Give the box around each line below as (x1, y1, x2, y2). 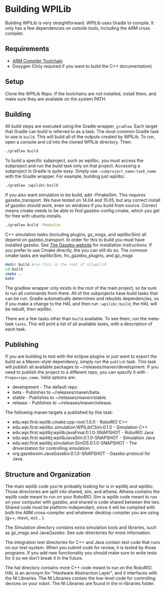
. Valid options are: (38, 375, 76, 381)
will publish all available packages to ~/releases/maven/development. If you (5, 364, 159, 370)
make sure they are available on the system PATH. (5, 96, 107, 102)
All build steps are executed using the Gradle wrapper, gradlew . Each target (5, 123, 158, 129)
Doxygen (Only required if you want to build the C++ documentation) (12, 63, 152, 69)
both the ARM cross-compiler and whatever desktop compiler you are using (5, 510, 159, 516)
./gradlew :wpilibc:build (5, 183, 58, 188)
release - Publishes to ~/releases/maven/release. (12, 400, 112, 406)
